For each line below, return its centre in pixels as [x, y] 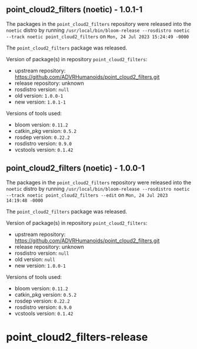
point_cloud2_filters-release [77, 337]
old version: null [35, 259]
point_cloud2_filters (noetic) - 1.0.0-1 [76, 168]
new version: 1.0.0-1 [40, 265]
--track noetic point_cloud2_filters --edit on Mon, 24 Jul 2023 [87, 195]
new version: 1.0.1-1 [40, 102]
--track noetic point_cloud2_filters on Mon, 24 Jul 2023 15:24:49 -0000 [98, 36]
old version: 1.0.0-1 [39, 95]
